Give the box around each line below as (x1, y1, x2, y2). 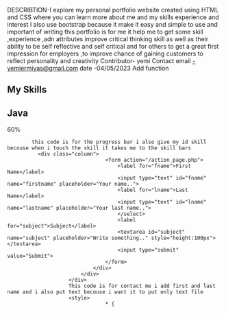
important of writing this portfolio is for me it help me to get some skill (7, 27, 203, 36)
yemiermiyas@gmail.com (7, 64, 79, 72)
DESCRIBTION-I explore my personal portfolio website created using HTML (7, 6, 219, 14)
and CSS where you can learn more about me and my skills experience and (7, 13, 219, 21)
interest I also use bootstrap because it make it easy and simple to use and (7, 21, 218, 28)
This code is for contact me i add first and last (68, 282, 216, 290)
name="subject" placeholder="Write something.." (7, 234, 149, 242)
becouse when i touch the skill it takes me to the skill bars (7, 145, 192, 152)
